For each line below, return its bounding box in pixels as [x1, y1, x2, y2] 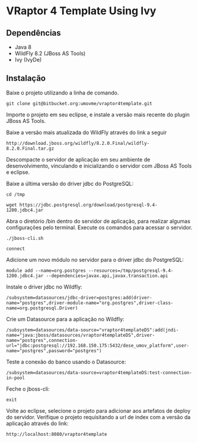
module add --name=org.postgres [6, 267, 86, 274]
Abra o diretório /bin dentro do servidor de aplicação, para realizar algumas [6, 217, 191, 224]
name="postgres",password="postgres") [6, 347, 102, 354]
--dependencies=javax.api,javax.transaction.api [46, 273, 168, 279]
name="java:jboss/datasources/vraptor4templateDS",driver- [6, 332, 155, 338]
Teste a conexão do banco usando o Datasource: [6, 358, 126, 365]
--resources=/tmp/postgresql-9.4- [88, 267, 174, 274]
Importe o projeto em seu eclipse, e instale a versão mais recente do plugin [6, 111, 190, 118]
